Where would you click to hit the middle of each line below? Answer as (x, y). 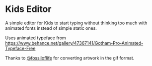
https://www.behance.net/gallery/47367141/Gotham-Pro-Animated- (74, 43)
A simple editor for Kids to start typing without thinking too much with (76, 23)
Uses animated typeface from (36, 38)
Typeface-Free (20, 48)
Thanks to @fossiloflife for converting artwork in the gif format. (70, 58)
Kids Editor (28, 9)
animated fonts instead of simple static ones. (51, 28)
